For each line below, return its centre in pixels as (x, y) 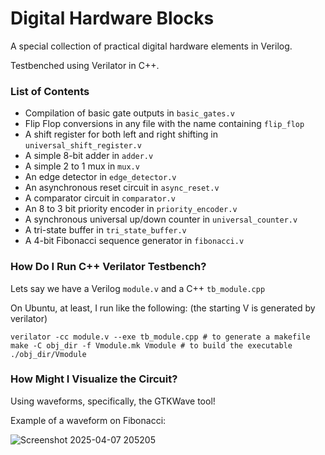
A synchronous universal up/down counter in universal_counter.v (161, 219)
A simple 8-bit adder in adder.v (89, 156)
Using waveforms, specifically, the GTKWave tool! (113, 401)
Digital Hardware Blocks (112, 18)
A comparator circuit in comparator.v (100, 198)
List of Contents (50, 91)
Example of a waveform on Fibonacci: (88, 420)
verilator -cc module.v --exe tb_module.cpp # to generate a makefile (160, 337)
